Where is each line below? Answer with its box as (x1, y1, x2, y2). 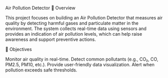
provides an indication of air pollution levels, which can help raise (5, 31, 143, 37)
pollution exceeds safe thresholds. (5, 67, 77, 73)
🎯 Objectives (5, 46, 32, 52)
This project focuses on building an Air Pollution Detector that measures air (5, 15, 163, 20)
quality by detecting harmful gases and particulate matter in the (5, 20, 139, 26)
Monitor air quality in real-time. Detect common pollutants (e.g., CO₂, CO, (5, 56, 159, 62)
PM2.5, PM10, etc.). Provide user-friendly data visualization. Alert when (5, 62, 155, 67)
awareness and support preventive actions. (5, 36, 96, 42)
